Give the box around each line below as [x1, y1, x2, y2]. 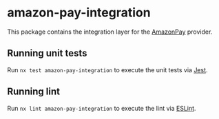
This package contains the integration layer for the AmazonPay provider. [7, 28, 213, 36]
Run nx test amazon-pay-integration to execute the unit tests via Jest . [7, 65, 208, 74]
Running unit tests [7, 47, 87, 59]
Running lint [7, 86, 61, 98]
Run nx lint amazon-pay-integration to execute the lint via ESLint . [7, 104, 196, 112]
